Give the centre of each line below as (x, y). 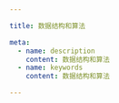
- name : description (56, 51)
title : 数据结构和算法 (48, 26)
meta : (20, 42)
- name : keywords (50, 68)
